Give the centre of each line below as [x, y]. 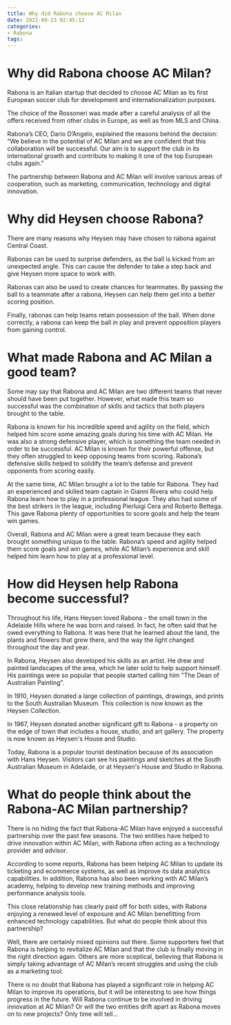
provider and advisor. [37, 850]
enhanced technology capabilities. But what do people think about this [107, 921]
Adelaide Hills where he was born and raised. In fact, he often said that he [112, 625]
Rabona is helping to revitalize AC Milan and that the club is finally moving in [115, 949]
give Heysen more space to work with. [62, 274]
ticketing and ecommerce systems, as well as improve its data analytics [109, 871]
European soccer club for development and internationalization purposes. [112, 100]
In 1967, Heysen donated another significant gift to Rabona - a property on [112, 724]
